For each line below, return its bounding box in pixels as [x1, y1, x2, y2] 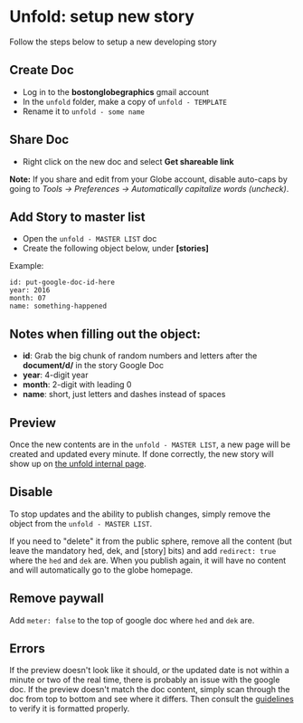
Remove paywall [9, 591, 104, 606]
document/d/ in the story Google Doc [22, 360, 165, 371]
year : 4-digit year [22, 369, 89, 381]
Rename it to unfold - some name [22, 106, 145, 117]
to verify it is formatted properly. [9, 703, 130, 714]
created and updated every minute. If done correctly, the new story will [9, 449, 274, 459]
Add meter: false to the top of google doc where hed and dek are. [9, 614, 255, 625]
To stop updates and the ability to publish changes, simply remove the [9, 509, 271, 519]
